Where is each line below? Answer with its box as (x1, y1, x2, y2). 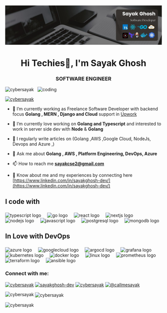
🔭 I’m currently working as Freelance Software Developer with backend (12, 106, 158, 112)
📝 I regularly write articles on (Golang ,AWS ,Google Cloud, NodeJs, (12, 136, 151, 142)
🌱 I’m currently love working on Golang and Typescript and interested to (12, 121, 162, 127)
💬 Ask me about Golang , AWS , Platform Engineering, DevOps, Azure (12, 151, 158, 157)
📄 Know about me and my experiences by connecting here (12, 172, 133, 178)
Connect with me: (5, 270, 49, 277)
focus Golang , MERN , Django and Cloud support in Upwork (12, 111, 137, 117)
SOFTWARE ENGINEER (55, 75, 112, 82)
